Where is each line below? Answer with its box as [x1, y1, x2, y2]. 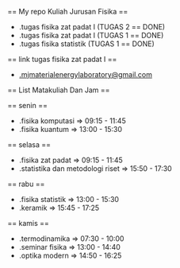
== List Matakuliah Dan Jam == [7, 85, 110, 95]
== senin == [7, 101, 48, 110]
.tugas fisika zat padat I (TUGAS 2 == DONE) [18, 22, 166, 31]
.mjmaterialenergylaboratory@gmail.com [18, 70, 152, 79]
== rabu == [7, 179, 45, 188]
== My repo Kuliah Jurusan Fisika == [7, 7, 128, 16]
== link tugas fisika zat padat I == [7, 55, 117, 64]
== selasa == [7, 140, 51, 150]
